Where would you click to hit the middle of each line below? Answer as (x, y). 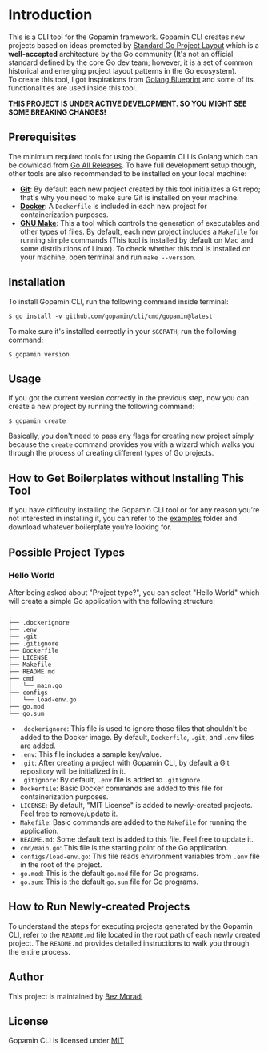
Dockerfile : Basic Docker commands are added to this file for (121, 788)
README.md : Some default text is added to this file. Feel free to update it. (136, 839)
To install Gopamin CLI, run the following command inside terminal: (119, 301)
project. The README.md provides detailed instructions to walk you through (129, 943)
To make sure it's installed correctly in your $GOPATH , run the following (122, 331)
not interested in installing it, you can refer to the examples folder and (123, 519)
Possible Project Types (67, 552)
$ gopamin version (39, 354)
